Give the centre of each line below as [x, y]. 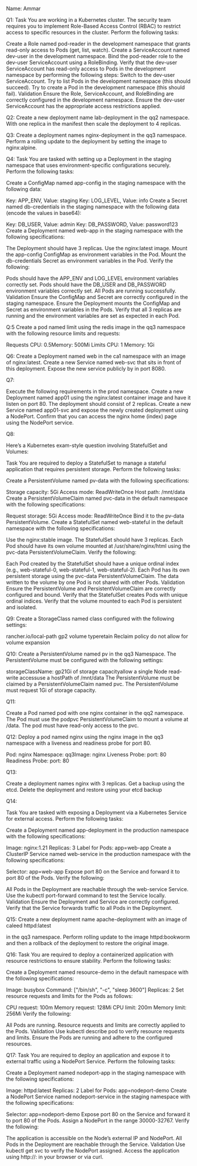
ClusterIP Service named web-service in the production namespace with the [98, 854]
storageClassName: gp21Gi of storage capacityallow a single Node [87, 671]
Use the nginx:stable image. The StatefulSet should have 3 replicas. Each [95, 540]
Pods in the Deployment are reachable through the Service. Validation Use [96, 1144]
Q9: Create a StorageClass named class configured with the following [90, 619]
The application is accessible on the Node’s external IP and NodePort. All [94, 1138]
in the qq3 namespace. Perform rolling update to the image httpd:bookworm [98, 937]
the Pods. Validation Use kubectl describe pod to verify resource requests [95, 1031]
